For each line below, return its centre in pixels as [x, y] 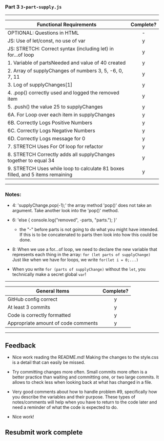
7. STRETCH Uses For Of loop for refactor [55, 147]
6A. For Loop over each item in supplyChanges [61, 115]
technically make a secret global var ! [49, 274]
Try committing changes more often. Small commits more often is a [80, 372]
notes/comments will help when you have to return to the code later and [84, 402]
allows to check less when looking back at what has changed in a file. [82, 382]
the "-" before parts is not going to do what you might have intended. [89, 229]
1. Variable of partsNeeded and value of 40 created [67, 63]
